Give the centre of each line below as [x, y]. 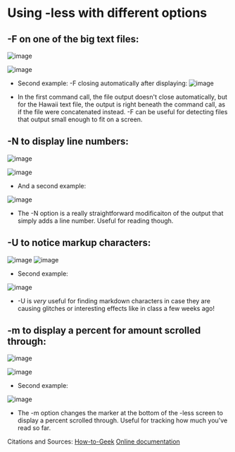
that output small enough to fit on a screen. [80, 119]
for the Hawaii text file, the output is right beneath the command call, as [121, 104]
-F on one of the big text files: [73, 39]
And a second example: [52, 185]
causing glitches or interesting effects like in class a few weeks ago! [116, 308]
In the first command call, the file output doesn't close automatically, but [122, 97]
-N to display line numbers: [68, 141]
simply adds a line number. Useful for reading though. [95, 221]
